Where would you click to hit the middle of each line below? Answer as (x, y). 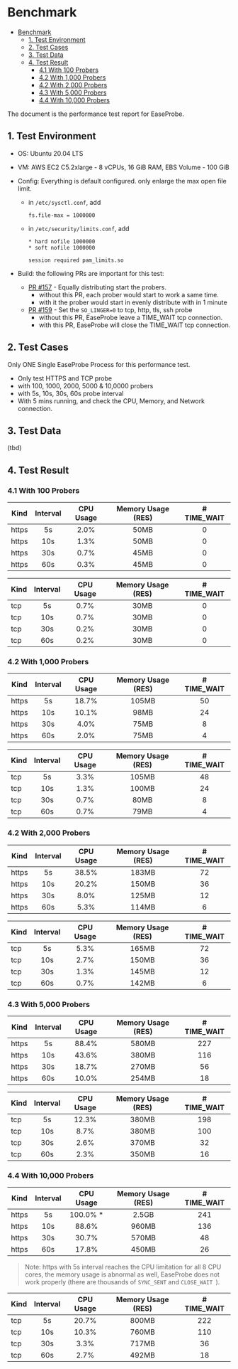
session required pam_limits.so (76, 260)
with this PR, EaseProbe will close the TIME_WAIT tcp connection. (135, 325)
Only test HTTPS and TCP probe (64, 378)
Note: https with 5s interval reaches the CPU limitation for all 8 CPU (123, 1267)
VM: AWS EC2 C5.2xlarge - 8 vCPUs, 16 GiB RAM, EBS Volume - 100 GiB (123, 167)
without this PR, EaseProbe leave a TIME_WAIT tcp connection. (131, 317)
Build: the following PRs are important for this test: (91, 273)
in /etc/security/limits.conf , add (79, 228)
